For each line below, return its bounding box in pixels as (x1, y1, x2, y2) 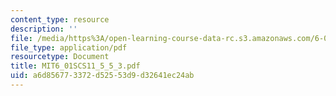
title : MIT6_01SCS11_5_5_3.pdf (10, 61, 141, 71)
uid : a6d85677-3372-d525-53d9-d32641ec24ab (10, 71, 195, 81)
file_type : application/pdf (10, 42, 128, 53)
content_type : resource (10, 14, 110, 25)
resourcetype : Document (10, 52, 110, 62)
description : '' (10, 24, 78, 34)
